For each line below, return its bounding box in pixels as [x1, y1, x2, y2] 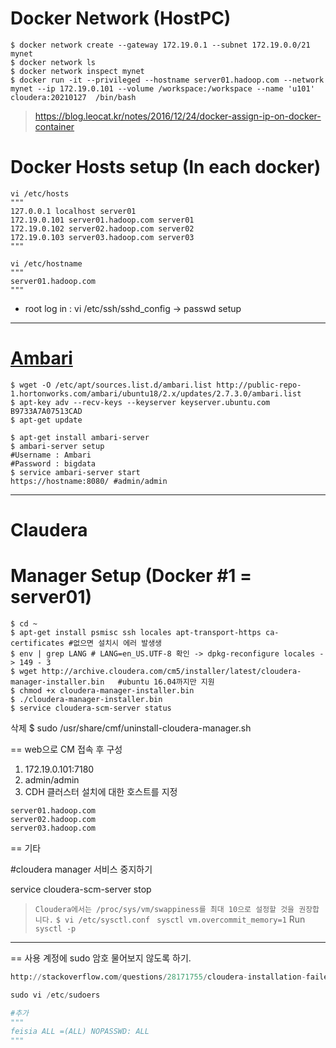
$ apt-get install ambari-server [10, 432, 150, 442]
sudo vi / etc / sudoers [10, 990, 101, 1000]
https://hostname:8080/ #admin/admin [10, 476, 168, 486]
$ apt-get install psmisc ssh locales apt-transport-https [10, 627, 262, 637]
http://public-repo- [216, 380, 302, 390]
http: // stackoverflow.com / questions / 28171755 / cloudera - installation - [10, 972, 307, 982]
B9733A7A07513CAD [10, 406, 83, 416]
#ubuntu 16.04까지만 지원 [117, 677, 215, 687]
